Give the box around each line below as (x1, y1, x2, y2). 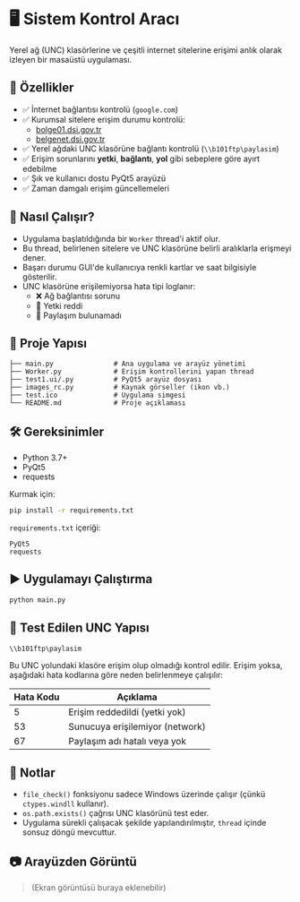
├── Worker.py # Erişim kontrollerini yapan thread (9, 367, 254, 376)
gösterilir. (21, 271, 57, 282)
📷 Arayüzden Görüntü (9, 854, 137, 869)
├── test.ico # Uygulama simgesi (9, 391, 186, 400)
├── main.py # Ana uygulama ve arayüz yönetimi (9, 359, 246, 369)
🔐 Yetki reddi (35, 300, 83, 311)
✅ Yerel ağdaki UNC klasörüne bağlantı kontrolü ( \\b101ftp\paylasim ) (21, 142, 279, 154)
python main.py (9, 595, 66, 605)
